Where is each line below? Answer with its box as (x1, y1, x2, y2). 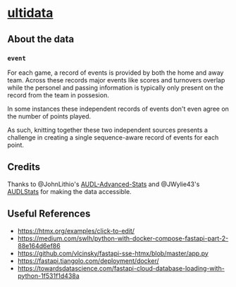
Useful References (7, 208, 91, 220)
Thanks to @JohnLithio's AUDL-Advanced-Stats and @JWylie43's (7, 180, 200, 188)
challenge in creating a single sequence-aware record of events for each (7, 133, 219, 142)
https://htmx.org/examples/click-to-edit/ (17, 226, 135, 235)
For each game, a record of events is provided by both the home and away (7, 68, 224, 77)
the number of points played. (7, 111, 92, 121)
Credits (7, 161, 41, 173)
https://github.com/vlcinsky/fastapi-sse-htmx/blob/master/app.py (17, 249, 209, 257)
